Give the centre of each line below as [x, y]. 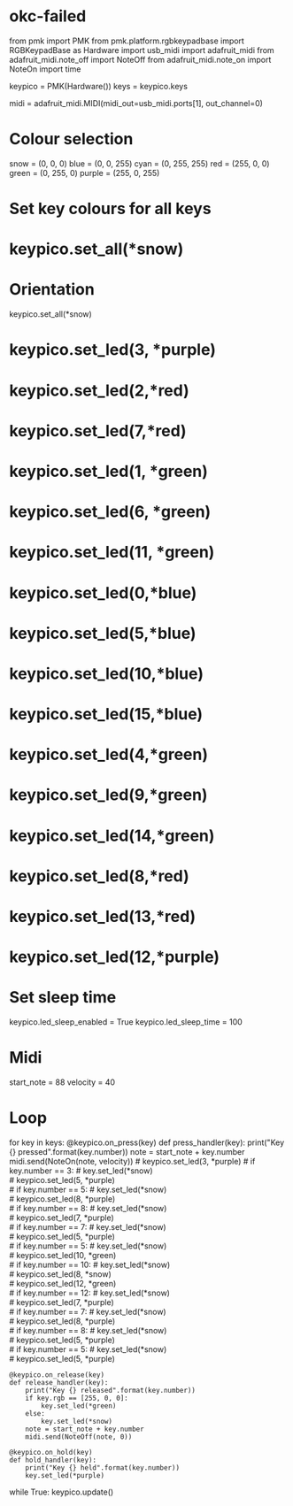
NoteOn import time [45, 69]
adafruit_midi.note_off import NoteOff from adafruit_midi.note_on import [140, 59]
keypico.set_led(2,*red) [99, 390]
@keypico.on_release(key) [57, 1375]
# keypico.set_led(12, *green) [63, 1283]
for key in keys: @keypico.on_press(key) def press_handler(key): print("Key [147, 1142]
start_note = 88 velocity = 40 [62, 1082]
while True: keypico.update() [62, 1492]
